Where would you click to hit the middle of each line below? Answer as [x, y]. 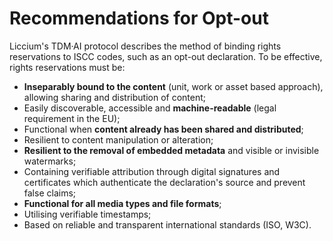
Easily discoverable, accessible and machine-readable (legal [150, 108]
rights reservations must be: [67, 67]
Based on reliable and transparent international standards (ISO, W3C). [167, 224]
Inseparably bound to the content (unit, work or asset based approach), [173, 86]
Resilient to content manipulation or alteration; [118, 139]
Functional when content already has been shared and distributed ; [163, 129]
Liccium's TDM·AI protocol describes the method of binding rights [145, 46]
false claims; [50, 193]
